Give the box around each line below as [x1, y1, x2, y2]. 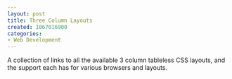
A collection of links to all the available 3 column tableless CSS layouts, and [7, 56, 226, 64]
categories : [7, 30, 42, 37]
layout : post [7, 10, 46, 18]
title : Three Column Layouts [7, 17, 93, 24]
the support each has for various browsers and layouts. [7, 63, 168, 72]
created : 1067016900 [7, 23, 68, 30]
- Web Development [7, 37, 61, 44]
